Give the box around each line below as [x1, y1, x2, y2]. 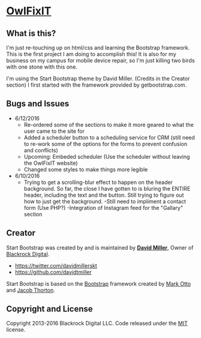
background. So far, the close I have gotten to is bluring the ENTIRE [23, 185, 191, 192]
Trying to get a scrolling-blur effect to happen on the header [23, 179, 173, 186]
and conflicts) [23, 146, 58, 154]
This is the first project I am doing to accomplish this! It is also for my [6, 51, 176, 58]
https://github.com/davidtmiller [14, 268, 92, 275]
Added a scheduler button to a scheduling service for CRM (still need [23, 134, 195, 141]
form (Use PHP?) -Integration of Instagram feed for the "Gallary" [23, 204, 183, 211]
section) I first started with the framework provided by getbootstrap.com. [6, 81, 187, 88]
